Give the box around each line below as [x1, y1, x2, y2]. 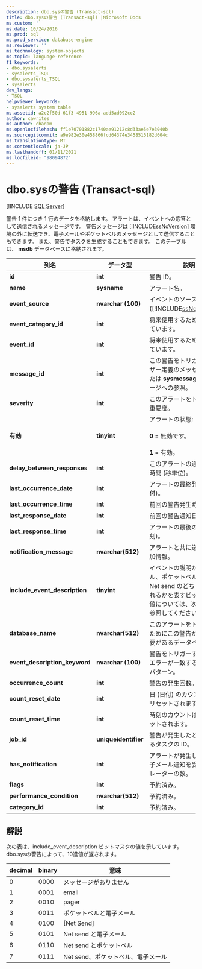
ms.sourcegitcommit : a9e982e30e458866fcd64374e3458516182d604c [6, 132, 168, 139]
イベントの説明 [149, 564, 192, 572]
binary [38, 866, 58, 874]
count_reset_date [9, 695, 61, 703]
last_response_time [9, 527, 67, 535]
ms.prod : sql [6, 31, 39, 37]
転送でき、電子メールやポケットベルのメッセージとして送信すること [26, 230, 195, 238]
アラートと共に [149, 543, 192, 552]
